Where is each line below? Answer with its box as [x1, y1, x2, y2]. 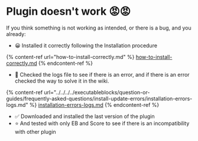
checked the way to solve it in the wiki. [14, 77, 109, 84]
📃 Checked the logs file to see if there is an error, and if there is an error [14, 71, 190, 78]
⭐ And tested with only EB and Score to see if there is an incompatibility [14, 120, 190, 127]
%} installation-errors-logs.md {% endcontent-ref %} [29, 101, 160, 108]
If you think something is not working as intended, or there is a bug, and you [6, 24, 191, 31]
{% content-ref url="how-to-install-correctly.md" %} [6, 53, 135, 60]
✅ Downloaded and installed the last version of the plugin [14, 113, 155, 120]
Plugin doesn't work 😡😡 [6, 5, 131, 18]
